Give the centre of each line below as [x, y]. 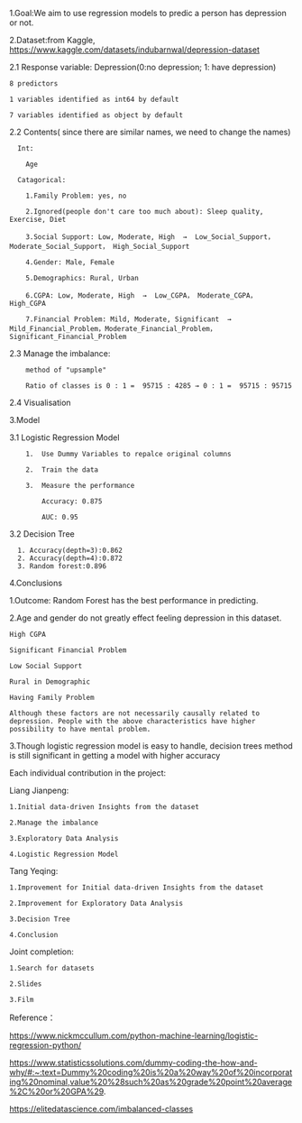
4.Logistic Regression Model [64, 854]
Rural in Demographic [50, 682]
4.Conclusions [36, 583]
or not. [22, 23]
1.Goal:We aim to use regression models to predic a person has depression [148, 13]
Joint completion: [42, 952]
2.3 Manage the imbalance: [60, 354]
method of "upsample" [66, 370]
